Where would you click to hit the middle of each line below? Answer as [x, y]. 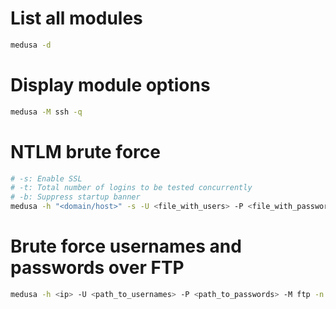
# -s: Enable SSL [46, 178]
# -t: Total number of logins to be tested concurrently [131, 188]
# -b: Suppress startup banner [75, 197]
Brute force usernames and [126, 246]
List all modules [76, 18]
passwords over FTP [97, 268]
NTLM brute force [85, 151]
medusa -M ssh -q [46, 112]
